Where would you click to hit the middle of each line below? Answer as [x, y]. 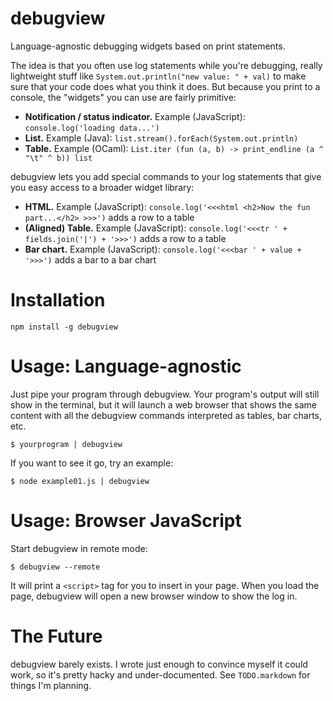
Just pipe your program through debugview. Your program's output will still [165, 394]
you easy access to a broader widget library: [102, 187]
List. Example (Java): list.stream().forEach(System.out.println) [161, 138]
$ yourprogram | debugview [66, 444]
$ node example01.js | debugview [80, 481]
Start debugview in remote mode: [79, 548]
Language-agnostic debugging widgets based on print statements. [148, 46]
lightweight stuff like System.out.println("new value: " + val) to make [158, 76]
